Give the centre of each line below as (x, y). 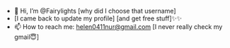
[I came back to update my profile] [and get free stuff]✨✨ (98, 18)
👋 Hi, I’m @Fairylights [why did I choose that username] (95, 11)
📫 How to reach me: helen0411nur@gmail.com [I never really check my (118, 27)
